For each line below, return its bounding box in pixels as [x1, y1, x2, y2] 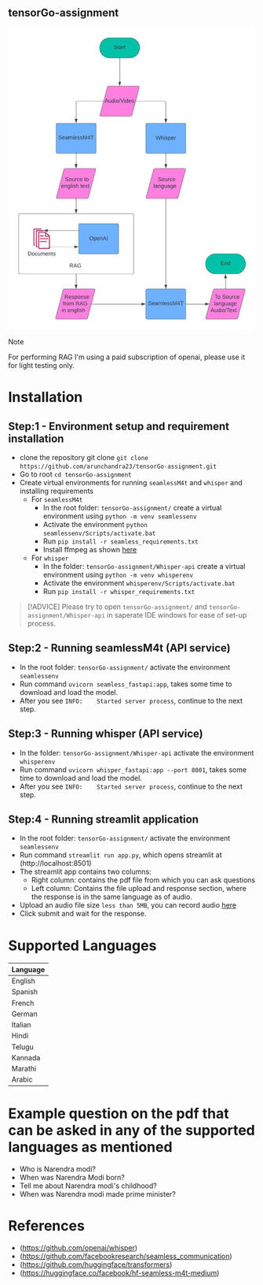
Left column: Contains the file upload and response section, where [31, 884, 247, 893]
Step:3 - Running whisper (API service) [8, 727, 204, 741]
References [8, 1217, 85, 1235]
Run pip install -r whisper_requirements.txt [42, 587, 195, 596]
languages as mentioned [8, 1138, 173, 1157]
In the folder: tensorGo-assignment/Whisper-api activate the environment [19, 748, 254, 757]
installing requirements [19, 486, 94, 496]
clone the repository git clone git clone [19, 453, 149, 462]
